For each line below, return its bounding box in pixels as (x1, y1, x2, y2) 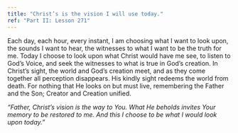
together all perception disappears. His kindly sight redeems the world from (7, 74, 229, 82)
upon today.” (7, 117, 45, 126)
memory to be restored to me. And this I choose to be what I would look (7, 110, 217, 119)
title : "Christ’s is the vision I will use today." (7, 10, 163, 18)
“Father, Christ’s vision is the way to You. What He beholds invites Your (7, 103, 216, 111)
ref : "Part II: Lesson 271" (7, 17, 91, 24)
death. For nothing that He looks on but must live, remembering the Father (7, 81, 225, 90)
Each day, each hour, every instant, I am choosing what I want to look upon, (7, 36, 229, 45)
